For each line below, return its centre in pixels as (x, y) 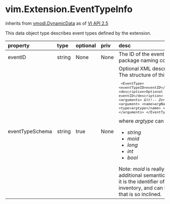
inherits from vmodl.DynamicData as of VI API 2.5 (57, 23)
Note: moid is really (141, 169)
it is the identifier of (142, 182)
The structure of (138, 75)
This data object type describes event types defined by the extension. (78, 33)
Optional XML (135, 68)
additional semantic (142, 175)
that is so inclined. (140, 194)
